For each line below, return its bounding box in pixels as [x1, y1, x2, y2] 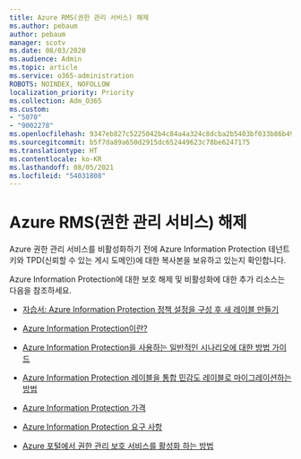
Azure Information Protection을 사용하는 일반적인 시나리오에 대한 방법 [21, 342, 271, 353]
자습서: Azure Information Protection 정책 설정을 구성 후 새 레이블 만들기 [21, 304, 279, 315]
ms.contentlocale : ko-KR [9, 154, 102, 164]
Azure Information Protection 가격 [21, 403, 146, 413]
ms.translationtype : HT [9, 146, 99, 155]
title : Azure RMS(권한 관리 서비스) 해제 [9, 13, 150, 22]
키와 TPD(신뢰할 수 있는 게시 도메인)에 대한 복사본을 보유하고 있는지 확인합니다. [9, 255, 287, 266]
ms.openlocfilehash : [9, 130, 87, 139]
